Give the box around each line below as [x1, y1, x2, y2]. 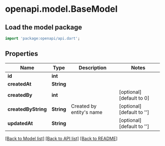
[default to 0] [118, 94, 150, 101]
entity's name [71, 109, 103, 116]
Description [78, 64, 107, 71]
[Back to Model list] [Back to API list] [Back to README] [5, 135, 118, 141]
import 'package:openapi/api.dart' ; [5, 36, 80, 41]
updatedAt [7, 119, 33, 126]
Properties [5, 50, 38, 58]
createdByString [7, 106, 47, 113]
